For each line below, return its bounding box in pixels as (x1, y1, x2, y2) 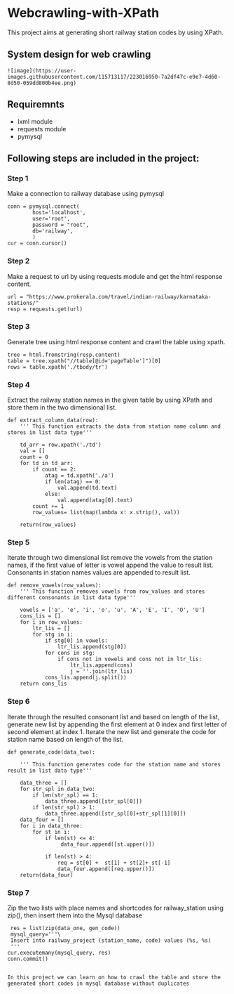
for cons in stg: (44, 650, 96, 657)
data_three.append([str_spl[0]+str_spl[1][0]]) (44, 810, 187, 817)
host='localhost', (32, 209, 86, 216)
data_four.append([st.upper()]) (60, 841, 156, 848)
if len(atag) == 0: (44, 478, 102, 485)
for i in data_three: (20, 822, 83, 830)
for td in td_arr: (20, 460, 74, 467)
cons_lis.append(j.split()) (44, 674, 128, 681)
